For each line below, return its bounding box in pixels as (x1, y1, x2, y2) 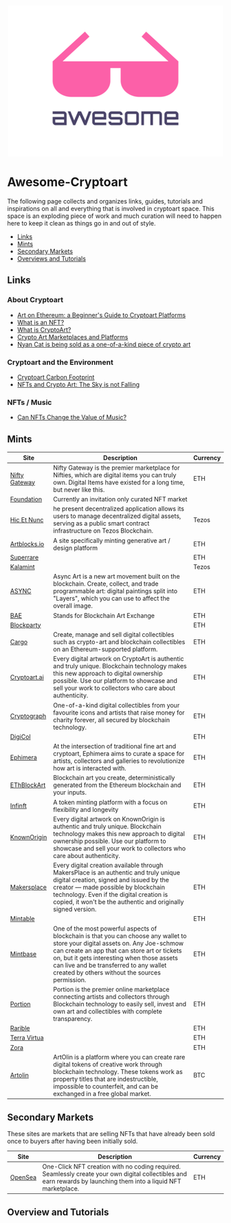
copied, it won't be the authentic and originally (53, 898, 184, 906)
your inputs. (53, 788, 87, 797)
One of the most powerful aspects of (53, 924, 157, 933)
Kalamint (10, 563, 36, 571)
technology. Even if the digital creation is (53, 891, 168, 899)
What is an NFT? (16, 318, 65, 326)
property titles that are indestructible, (53, 1075, 158, 1083)
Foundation (10, 495, 43, 504)
